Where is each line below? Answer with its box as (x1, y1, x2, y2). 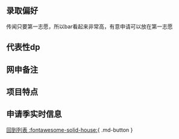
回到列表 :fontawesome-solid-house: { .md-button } (6, 126, 133, 134)
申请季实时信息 (6, 109, 62, 119)
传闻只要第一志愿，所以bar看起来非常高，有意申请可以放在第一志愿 (6, 23, 173, 30)
